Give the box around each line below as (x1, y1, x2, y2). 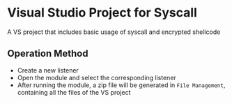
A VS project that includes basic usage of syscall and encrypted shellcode (7, 28, 221, 36)
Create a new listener (17, 66, 79, 74)
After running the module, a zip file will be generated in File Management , (17, 81, 226, 89)
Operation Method (7, 48, 88, 59)
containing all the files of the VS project (17, 88, 131, 96)
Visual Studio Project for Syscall (7, 5, 197, 21)
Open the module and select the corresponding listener (17, 73, 176, 82)
